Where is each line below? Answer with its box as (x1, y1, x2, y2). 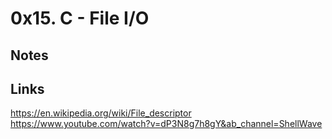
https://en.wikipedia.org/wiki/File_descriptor (10, 107, 192, 119)
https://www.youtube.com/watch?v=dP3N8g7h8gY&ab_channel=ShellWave (10, 118, 323, 130)
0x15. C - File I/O (10, 7, 150, 30)
